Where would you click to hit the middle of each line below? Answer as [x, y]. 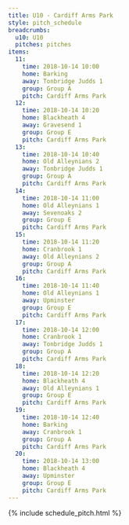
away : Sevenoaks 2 [52, 213]
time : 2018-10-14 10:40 [61, 154]
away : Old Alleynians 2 [61, 256]
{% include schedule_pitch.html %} [65, 512]
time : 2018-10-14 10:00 [61, 67]
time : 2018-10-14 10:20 [61, 111]
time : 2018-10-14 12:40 [61, 417]
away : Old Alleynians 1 [61, 388]
